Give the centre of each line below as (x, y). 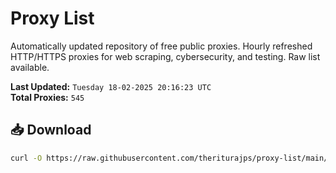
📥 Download (51, 130)
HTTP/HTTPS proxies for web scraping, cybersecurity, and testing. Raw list (165, 56)
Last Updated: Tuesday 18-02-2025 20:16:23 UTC (111, 86)
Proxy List (52, 18)
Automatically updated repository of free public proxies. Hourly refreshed (161, 46)
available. (30, 67)
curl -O (26, 158)
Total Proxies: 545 (47, 97)
